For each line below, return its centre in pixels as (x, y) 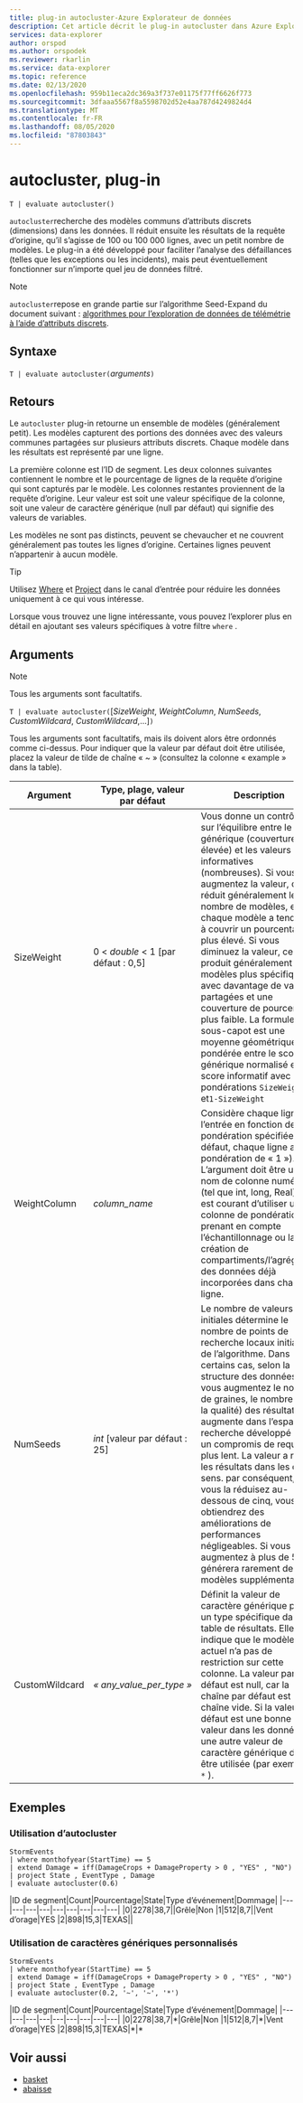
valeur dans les (233, 1730)
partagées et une (237, 997)
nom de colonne (235, 1181)
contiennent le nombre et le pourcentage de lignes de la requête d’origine (146, 479)
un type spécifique (240, 1617)
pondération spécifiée (247, 1136)
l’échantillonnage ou (243, 1237)
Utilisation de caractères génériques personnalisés (124, 1942)
